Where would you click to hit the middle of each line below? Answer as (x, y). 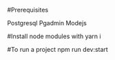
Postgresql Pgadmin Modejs (47, 23)
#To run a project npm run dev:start (57, 49)
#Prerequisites (28, 10)
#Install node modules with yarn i (54, 36)
